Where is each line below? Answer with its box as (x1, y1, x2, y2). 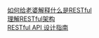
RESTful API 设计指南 (7, 23, 69, 31)
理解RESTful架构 (7, 15, 55, 23)
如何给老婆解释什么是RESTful (7, 6, 93, 14)
